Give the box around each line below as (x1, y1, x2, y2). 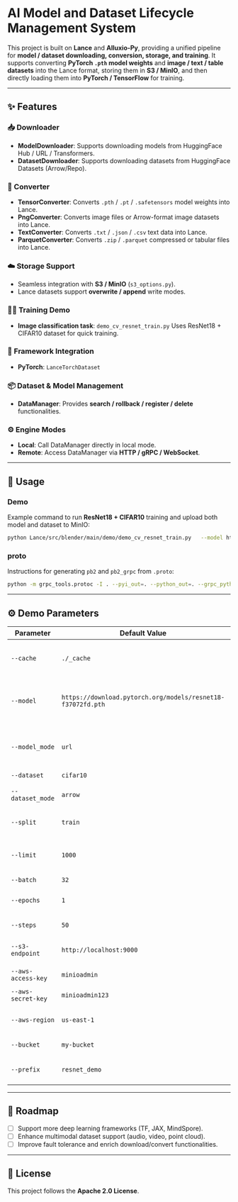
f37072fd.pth (61, 700, 106, 708)
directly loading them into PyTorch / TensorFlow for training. (7, 73, 185, 82)
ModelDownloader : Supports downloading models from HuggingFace (17, 141, 223, 150)
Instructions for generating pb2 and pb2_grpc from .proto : (7, 567, 175, 576)
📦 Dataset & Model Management (7, 381, 124, 391)
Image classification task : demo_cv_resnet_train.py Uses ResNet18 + (17, 321, 222, 330)
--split (11, 818, 37, 826)
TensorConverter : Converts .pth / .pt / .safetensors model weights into (17, 197, 230, 206)
